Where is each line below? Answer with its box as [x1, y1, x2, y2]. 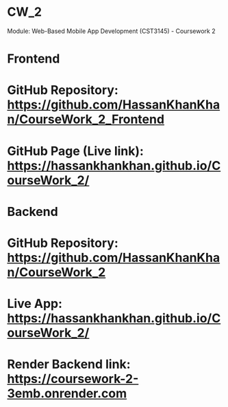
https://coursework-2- [7, 371, 139, 387]
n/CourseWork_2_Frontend [7, 111, 165, 127]
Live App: [7, 296, 63, 311]
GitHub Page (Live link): [7, 143, 144, 159]
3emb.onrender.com [7, 386, 127, 401]
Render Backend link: [7, 357, 131, 372]
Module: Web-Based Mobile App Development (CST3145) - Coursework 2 [7, 27, 216, 35]
